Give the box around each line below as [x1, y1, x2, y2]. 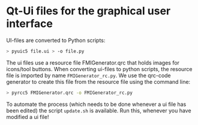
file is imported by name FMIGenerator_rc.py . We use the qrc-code [6, 72, 171, 79]
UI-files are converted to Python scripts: [6, 36, 106, 44]
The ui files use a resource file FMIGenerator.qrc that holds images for [6, 59, 180, 66]
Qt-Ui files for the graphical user [6, 4, 171, 18]
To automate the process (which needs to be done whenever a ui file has [6, 100, 187, 108]
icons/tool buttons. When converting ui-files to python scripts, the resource [6, 65, 193, 72]
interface [6, 17, 53, 31]
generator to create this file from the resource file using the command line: [6, 78, 191, 85]
